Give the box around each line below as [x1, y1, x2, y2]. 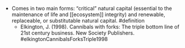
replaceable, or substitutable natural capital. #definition [11, 17, 145, 24]
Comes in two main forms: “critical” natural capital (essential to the [11, 5, 172, 12]
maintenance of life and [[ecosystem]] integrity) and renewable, [11, 11, 165, 18]
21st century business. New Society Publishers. [20, 29, 135, 36]
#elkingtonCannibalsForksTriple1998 [20, 36, 108, 42]
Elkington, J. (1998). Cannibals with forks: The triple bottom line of [20, 23, 180, 30]
